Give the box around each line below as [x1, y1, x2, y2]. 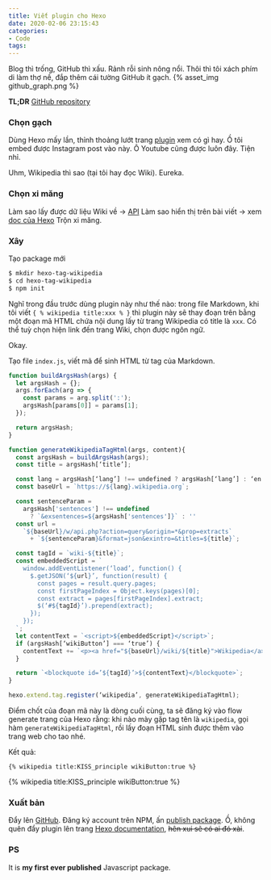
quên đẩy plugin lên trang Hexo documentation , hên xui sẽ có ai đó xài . [8, 824, 244, 834]
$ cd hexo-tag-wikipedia [8, 276, 92, 285]
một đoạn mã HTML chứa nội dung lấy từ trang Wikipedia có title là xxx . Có [8, 316, 256, 325]
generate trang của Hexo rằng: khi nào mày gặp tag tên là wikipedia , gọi [8, 714, 248, 724]
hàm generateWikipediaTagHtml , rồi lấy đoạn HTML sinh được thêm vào [8, 723, 244, 733]
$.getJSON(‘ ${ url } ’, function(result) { [29, 572, 168, 580]
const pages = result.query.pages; [37, 579, 157, 588]
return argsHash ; [15, 423, 74, 432]
